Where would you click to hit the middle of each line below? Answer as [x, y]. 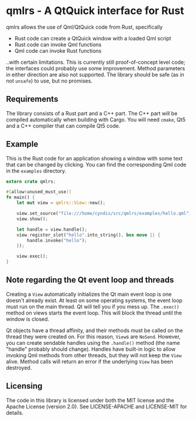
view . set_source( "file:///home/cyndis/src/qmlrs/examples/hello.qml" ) [104, 214]
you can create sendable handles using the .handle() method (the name [93, 343]
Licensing [24, 386]
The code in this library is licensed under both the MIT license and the [90, 400]
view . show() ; [32, 219]
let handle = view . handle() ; [52, 230]
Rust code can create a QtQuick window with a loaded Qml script [93, 38]
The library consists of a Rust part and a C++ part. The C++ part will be [92, 113]
